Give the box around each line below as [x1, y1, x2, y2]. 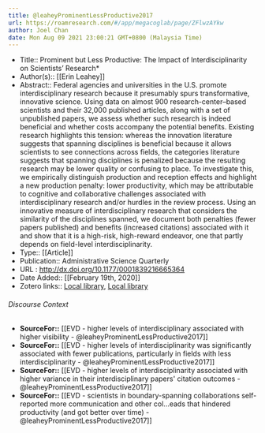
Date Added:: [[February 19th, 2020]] [19, 273, 140, 282]
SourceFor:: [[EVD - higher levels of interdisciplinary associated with [19, 324, 244, 334]
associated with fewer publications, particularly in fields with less [19, 349, 232, 359]
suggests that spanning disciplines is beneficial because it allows [19, 139, 232, 148]
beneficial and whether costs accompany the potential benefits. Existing [19, 122, 255, 132]
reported [19, 399, 49, 409]
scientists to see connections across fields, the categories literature [19, 147, 241, 157]
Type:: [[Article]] [19, 248, 73, 257]
